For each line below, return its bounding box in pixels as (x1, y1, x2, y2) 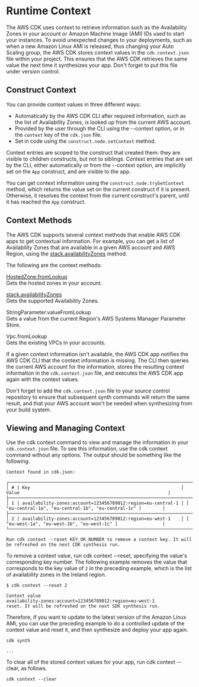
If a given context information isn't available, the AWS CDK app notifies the (6, 350, 188, 357)
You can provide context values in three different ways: (6, 101, 141, 108)
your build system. (6, 406, 52, 413)
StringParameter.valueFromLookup (6, 308, 91, 315)
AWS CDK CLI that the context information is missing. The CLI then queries (6, 357, 189, 364)
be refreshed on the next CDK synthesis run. (6, 542, 120, 548)
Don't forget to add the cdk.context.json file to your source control (6, 387, 170, 394)
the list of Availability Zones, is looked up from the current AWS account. (14, 119, 192, 126)
